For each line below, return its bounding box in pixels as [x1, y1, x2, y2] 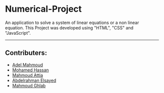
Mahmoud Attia [12, 72, 43, 78]
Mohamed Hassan [12, 67, 49, 73]
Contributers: [5, 49, 47, 57]
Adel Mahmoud [12, 62, 43, 68]
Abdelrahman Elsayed [12, 77, 57, 83]
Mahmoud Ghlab [12, 82, 46, 89]
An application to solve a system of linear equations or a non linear [5, 20, 139, 25]
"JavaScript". [5, 30, 31, 36]
